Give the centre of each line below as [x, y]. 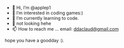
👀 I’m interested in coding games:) [48, 13]
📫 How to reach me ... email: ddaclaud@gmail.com [65, 29]
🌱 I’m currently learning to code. [45, 18]
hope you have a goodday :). [35, 40]
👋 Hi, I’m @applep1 [31, 8]
